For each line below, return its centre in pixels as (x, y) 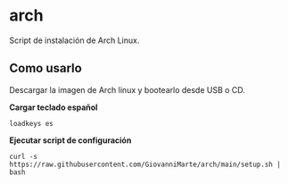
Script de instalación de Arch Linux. (74, 40)
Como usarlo (45, 68)
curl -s (24, 156)
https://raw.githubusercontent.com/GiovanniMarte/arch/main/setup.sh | (145, 164)
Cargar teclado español (53, 107)
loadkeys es (31, 123)
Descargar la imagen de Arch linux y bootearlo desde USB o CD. (127, 89)
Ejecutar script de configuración (70, 140)
